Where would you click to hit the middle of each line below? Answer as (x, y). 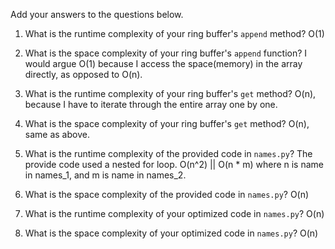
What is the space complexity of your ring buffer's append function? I (166, 53)
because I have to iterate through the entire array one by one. (151, 104)
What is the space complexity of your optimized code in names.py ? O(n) (171, 233)
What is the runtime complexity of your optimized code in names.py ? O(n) (174, 213)
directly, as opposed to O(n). (83, 74)
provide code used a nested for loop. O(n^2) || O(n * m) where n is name (174, 164)
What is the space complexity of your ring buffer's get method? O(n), (167, 123)
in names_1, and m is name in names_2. (105, 175)
